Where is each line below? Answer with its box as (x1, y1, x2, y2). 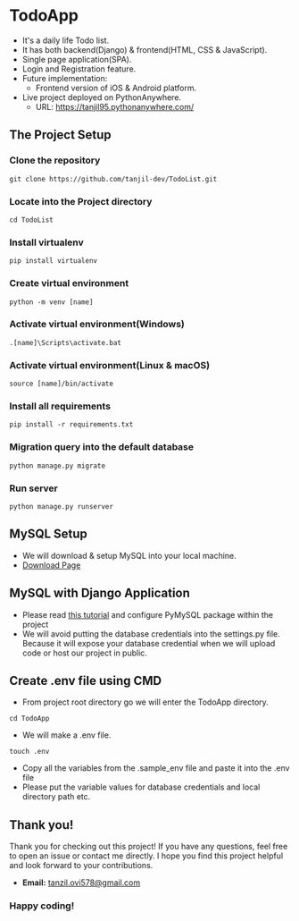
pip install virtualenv (9, 257, 98, 266)
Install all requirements (9, 400, 112, 412)
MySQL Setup (9, 527, 87, 542)
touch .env (9, 748, 50, 756)
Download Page (21, 560, 81, 570)
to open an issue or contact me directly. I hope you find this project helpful (9, 850, 284, 861)
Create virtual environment (9, 277, 129, 290)
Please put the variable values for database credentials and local (21, 782, 261, 792)
